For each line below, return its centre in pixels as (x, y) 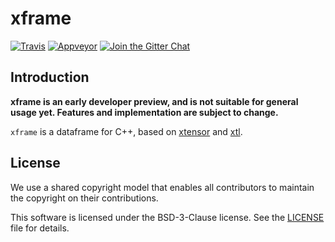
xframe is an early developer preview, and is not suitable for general (154, 101)
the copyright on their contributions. (84, 198)
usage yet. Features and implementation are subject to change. (144, 112)
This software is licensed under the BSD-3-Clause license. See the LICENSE (167, 217)
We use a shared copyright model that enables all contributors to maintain (162, 187)
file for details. (40, 228)
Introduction (50, 77)
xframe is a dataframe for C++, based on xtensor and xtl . (126, 131)
